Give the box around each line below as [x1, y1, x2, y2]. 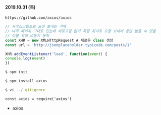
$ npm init [5, 69, 28, 75]
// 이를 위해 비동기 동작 [5, 33, 50, 38]
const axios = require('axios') [5, 96, 72, 101]
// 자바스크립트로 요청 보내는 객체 [5, 24, 66, 29]
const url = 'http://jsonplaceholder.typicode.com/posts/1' [5, 42, 132, 48]
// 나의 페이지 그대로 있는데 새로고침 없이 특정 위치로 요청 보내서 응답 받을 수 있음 [5, 29, 156, 34]
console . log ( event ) [5, 56, 46, 61]
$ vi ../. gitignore [5, 87, 46, 92]
